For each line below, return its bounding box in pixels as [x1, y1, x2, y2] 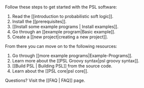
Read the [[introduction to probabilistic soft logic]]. [12, 14, 113, 19]
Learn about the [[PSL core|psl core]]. [12, 68, 89, 74]
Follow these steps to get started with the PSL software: [5, 4, 117, 10]
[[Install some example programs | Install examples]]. [12, 24, 119, 29]
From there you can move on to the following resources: [5, 44, 118, 49]
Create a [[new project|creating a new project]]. [12, 34, 108, 40]
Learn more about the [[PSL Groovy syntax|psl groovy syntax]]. [12, 58, 140, 63]
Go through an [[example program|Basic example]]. [12, 29, 115, 34]
